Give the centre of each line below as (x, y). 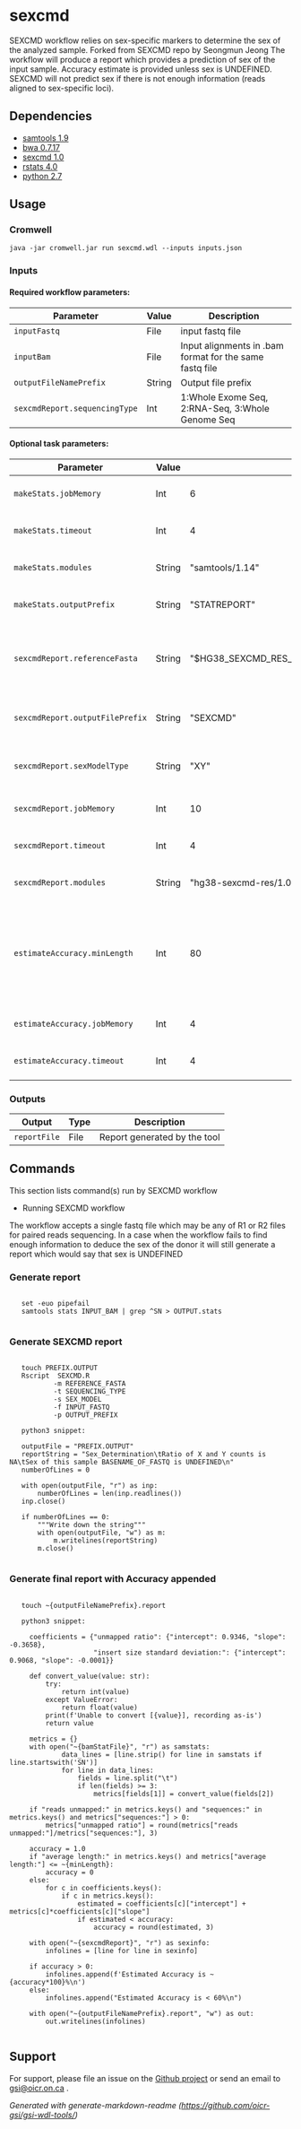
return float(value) (100, 1708)
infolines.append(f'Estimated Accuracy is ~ (130, 1974)
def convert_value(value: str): (90, 1676)
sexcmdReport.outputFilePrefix (81, 717)
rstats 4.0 (40, 166)
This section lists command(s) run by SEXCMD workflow (113, 1190)
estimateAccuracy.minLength (73, 953)
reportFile (37, 1137)
